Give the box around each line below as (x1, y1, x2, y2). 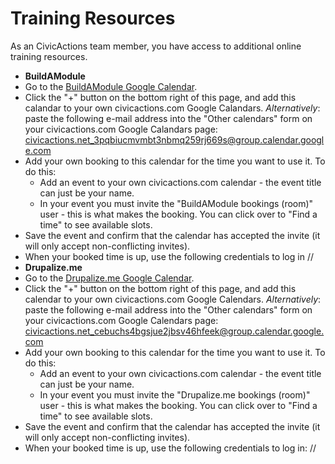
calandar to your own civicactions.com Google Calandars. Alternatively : (24, 102, 321, 114)
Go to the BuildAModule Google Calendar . (24, 80, 198, 92)
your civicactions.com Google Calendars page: (24, 314, 219, 326)
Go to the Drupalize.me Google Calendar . (24, 272, 195, 284)
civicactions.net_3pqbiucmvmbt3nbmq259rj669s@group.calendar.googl (24, 133, 325, 146)
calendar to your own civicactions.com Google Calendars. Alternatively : (24, 293, 322, 305)
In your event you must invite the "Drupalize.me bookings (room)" (39, 388, 311, 401)
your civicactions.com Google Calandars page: (24, 123, 218, 135)
